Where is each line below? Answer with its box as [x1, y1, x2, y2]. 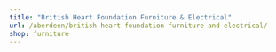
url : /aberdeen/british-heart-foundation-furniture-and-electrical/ [9, 21, 268, 30]
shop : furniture [9, 29, 69, 38]
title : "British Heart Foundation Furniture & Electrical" [9, 12, 233, 22]
